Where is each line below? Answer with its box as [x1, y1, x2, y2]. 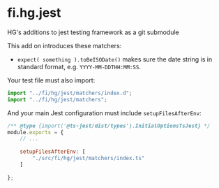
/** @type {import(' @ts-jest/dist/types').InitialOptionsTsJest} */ [7, 122, 211, 129]
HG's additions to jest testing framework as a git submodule [7, 28, 179, 36]
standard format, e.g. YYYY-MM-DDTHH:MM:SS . [17, 62, 142, 71]
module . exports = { [7, 129, 64, 136]
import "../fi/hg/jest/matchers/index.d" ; [7, 89, 133, 96]
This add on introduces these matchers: [7, 41, 122, 50]
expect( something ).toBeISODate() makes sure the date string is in [17, 55, 213, 64]
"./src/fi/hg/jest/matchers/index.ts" [32, 155, 145, 162]
